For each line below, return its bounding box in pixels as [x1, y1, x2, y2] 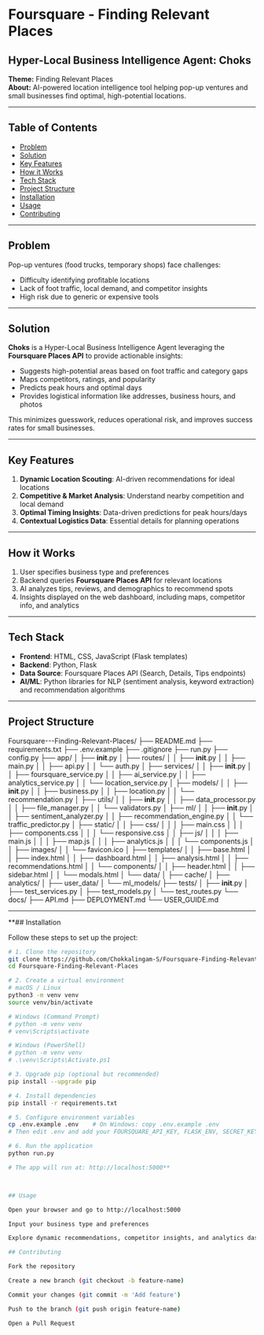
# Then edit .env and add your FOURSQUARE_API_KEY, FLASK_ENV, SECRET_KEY [8, 1128, 258, 1136]
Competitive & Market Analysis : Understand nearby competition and [19, 491, 244, 501]
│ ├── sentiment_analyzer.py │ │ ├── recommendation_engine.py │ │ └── [8, 811, 254, 821]
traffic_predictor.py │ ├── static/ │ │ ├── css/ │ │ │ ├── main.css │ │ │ [8, 819, 244, 829]
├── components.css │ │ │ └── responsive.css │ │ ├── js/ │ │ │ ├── [8, 828, 239, 837]
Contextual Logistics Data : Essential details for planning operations [19, 517, 240, 526]
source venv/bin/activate [8, 998, 93, 1006]
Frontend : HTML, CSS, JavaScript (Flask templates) [19, 651, 188, 661]
